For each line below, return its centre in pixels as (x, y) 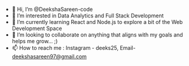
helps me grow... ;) (35, 41)
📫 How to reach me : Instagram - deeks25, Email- (74, 48)
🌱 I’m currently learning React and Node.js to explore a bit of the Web (97, 22)
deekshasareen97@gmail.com (49, 56)
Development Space (37, 28)
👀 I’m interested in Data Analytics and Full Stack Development (88, 16)
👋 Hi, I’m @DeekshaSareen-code (52, 9)
